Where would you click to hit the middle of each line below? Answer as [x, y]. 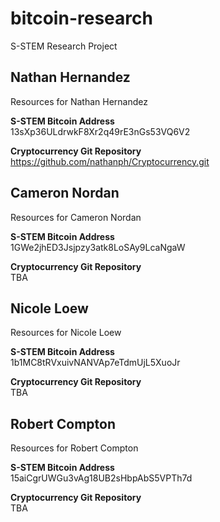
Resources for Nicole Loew [66, 333]
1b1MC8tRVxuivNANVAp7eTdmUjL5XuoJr [95, 363]
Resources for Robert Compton [74, 448]
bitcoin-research [81, 18]
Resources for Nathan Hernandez [79, 101]
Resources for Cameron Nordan [76, 217]
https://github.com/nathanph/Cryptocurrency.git [110, 161]
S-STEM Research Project [64, 46]
